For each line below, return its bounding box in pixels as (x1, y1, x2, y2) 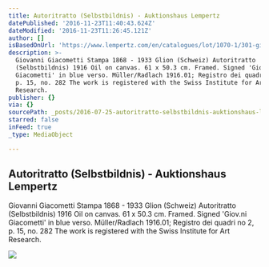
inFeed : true (8, 123, 52, 131)
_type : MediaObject (8, 130, 74, 138)
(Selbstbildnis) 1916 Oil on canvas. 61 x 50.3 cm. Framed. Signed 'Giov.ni (8, 209, 247, 219)
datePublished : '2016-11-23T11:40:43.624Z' (8, 19, 156, 27)
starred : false (8, 116, 59, 124)
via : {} (8, 101, 34, 109)
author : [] (8, 34, 45, 42)
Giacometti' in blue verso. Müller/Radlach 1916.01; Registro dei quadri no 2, (8, 217, 255, 228)
